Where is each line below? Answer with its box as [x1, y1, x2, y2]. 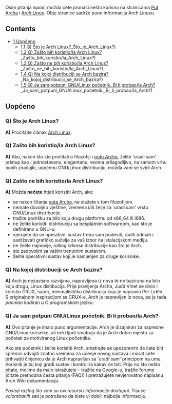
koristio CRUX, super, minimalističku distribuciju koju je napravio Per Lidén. [5, 289, 164, 295]
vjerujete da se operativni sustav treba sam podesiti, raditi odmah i [12, 232, 154, 238]
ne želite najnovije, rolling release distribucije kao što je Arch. [12, 243, 142, 249]
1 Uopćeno [12, 38, 36, 44]
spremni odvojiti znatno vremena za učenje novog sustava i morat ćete [5, 350, 155, 356]
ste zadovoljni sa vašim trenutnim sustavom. [12, 248, 107, 254]
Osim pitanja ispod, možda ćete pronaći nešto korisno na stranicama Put [5, 5, 159, 10]
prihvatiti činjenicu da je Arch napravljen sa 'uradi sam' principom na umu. [5, 356, 162, 362]
